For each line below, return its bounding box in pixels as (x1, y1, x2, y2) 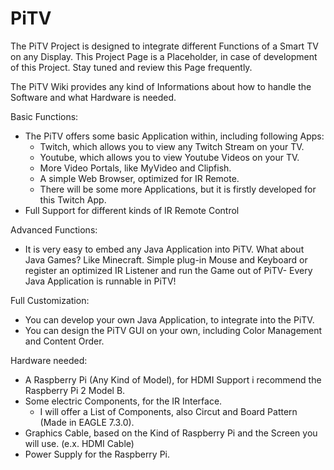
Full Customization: (10, 294, 90, 306)
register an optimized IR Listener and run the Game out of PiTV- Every (24, 264, 313, 276)
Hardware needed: (10, 354, 88, 366)
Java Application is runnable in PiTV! (24, 275, 177, 287)
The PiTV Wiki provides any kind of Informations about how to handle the (10, 80, 312, 92)
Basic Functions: (10, 110, 79, 122)
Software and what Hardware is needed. (10, 91, 177, 103)
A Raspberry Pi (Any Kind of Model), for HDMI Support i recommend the (24, 373, 322, 386)
